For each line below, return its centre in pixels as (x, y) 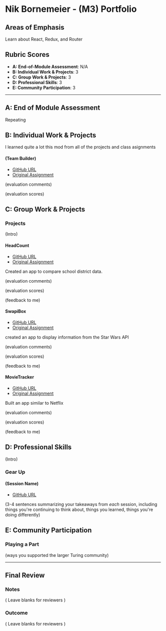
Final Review (25, 575)
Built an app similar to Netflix (34, 403)
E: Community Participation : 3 (44, 87)
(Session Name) (22, 484)
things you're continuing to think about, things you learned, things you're (79, 509)
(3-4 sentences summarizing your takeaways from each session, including (81, 504)
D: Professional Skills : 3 (37, 82)
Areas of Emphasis (35, 27)
